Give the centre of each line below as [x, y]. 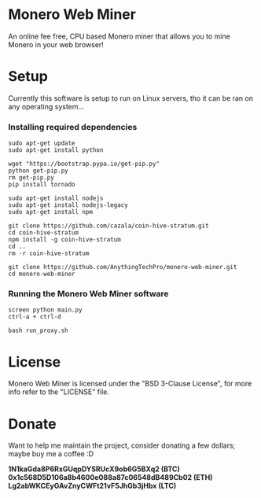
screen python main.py [45, 310]
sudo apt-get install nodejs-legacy [68, 205]
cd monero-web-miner [42, 274]
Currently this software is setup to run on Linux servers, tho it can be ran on [131, 98]
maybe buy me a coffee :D [51, 454]
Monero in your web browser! [56, 44]
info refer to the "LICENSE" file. [59, 392]
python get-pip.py [38, 171]
